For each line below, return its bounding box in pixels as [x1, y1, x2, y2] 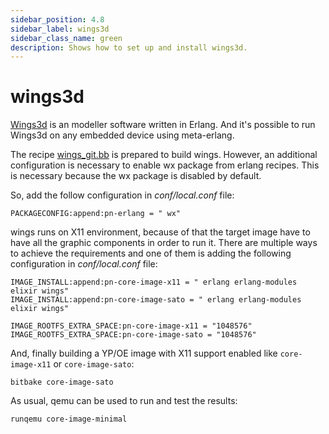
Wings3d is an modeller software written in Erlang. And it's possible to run [10, 119, 316, 131]
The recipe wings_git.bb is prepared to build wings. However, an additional [10, 149, 318, 161]
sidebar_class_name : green [10, 33, 123, 43]
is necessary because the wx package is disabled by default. [10, 170, 262, 182]
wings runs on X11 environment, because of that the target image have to [10, 226, 311, 238]
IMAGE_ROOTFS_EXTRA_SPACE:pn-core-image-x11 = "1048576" [10, 321, 253, 331]
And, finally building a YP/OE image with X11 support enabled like [10, 347, 278, 360]
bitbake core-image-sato [10, 377, 114, 388]
